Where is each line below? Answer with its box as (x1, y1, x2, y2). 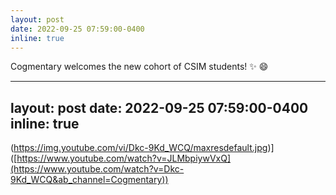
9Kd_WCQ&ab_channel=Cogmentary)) (10, 174, 169, 186)
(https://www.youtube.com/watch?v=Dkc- (10, 163, 185, 175)
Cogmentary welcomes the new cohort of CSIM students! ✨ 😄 (10, 61, 269, 73)
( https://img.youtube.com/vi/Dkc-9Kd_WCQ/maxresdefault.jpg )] (10, 142, 275, 154)
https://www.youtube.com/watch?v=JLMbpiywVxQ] (16, 152, 232, 165)
